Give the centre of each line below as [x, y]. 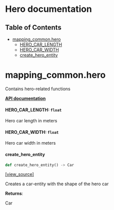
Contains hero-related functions [38, 89]
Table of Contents [33, 27]
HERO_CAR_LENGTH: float [33, 109]
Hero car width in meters [30, 143]
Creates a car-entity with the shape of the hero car [57, 184]
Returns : [14, 194]
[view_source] [20, 174]
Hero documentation [49, 9]
